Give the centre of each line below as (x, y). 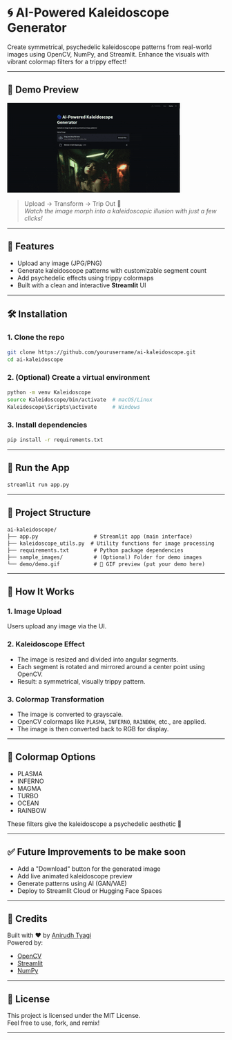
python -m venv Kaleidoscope (49, 393)
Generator (37, 28)
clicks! (33, 218)
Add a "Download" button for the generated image (89, 869)
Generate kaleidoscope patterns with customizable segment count (112, 270)
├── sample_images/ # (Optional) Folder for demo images (105, 557)
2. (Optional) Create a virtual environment (79, 377)
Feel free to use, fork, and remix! (54, 1023)
